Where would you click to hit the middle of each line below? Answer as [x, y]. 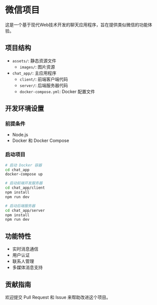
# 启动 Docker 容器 [24, 165]
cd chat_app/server [25, 210]
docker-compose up [24, 174]
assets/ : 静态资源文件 [34, 61]
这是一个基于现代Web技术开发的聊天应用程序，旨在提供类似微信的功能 [77, 25]
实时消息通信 [25, 249]
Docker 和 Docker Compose [41, 140]
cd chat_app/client [25, 188]
